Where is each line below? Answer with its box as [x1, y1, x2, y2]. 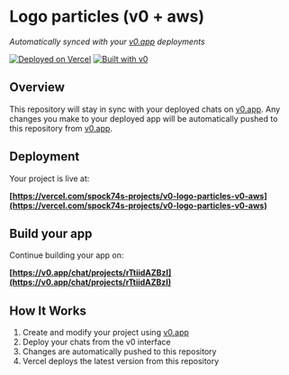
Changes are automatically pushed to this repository [22, 346, 217, 357]
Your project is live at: [9, 173, 90, 184]
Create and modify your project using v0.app [22, 327, 189, 338]
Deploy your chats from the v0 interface [22, 336, 171, 348]
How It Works [9, 303, 87, 318]
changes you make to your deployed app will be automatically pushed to [9, 113, 278, 123]
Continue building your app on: [9, 250, 124, 261]
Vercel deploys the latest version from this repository [22, 356, 220, 367]
